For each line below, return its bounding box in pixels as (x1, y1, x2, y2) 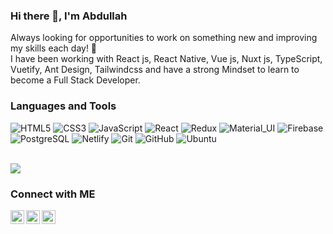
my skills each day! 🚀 (10, 42, 98, 54)
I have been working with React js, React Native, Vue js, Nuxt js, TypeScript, (10, 53, 323, 65)
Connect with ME (10, 187, 96, 201)
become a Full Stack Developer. (10, 74, 141, 86)
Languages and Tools (10, 99, 117, 113)
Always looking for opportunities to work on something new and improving (10, 32, 318, 44)
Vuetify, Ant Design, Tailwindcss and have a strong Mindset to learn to (10, 64, 300, 76)
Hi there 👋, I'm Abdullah (10, 9, 128, 23)
